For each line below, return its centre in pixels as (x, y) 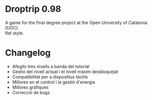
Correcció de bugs (31, 92)
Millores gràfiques (30, 87)
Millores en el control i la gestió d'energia (54, 82)
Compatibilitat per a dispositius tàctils (50, 76)
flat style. (14, 33)
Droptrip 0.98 (33, 9)
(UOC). (12, 27)
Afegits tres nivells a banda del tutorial (51, 66)
